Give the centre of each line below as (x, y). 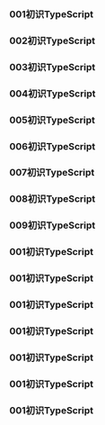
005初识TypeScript (52, 120)
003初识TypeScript (52, 67)
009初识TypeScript (52, 225)
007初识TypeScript (52, 173)
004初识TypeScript (52, 94)
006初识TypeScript (52, 146)
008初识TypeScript (52, 199)
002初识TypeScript (52, 41)
